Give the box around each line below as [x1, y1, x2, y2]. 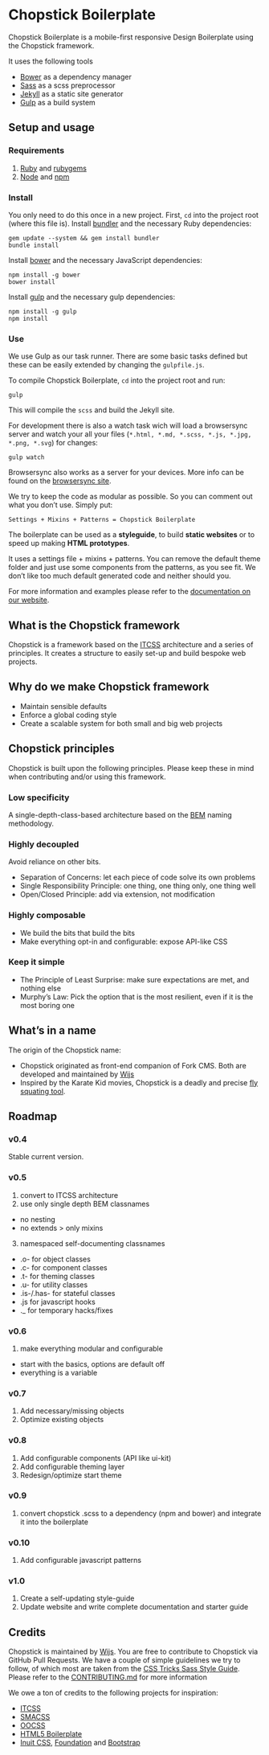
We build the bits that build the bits [19, 928, 135, 937]
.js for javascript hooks [19, 1297, 96, 1306]
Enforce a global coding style [19, 710, 117, 720]
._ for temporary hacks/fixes [19, 1305, 114, 1315]
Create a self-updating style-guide [19, 1593, 135, 1603]
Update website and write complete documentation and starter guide [19, 1602, 249, 1612]
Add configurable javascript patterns [19, 1556, 142, 1565]
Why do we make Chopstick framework [8, 680, 210, 694]
